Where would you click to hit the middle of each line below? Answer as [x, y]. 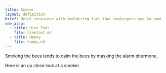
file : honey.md [30, 42]
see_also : [15, 23]
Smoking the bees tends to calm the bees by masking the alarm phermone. [82, 56]
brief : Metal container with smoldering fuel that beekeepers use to [78, 19]
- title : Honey [25, 37]
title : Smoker [20, 10]
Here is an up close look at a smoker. [43, 65]
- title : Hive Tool [30, 28]
